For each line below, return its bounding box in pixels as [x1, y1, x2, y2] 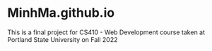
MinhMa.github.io [7, 5, 115, 21]
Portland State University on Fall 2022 [7, 35, 118, 43]
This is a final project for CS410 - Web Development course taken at [7, 28, 206, 36]
